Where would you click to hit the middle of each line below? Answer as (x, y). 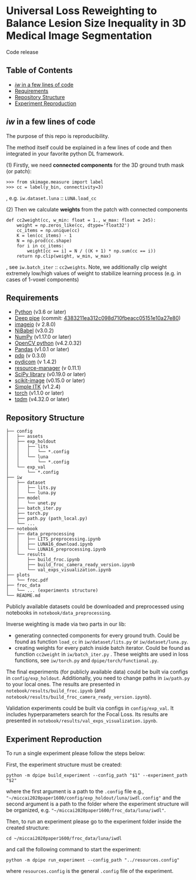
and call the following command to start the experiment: (74, 849)
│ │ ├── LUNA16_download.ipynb (50, 544)
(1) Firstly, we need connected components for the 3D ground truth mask (95, 165)
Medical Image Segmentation (79, 36)
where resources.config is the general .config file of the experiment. (90, 871)
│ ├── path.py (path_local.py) (47, 519)
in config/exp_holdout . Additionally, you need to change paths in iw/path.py (98, 678)
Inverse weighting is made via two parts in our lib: (66, 624)
